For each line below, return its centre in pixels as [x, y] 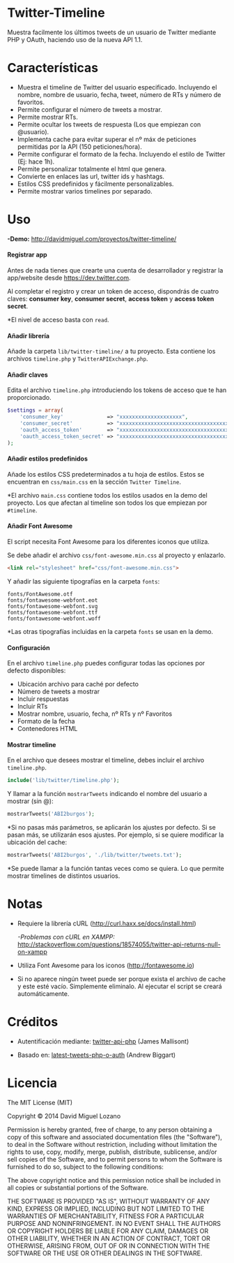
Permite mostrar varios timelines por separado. [85, 191]
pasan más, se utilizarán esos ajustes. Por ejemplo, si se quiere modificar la [116, 835]
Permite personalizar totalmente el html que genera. [92, 168]
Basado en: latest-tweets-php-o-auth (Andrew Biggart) [96, 1055]
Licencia [32, 1083]
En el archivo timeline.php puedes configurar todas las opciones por [106, 663]
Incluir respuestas [43, 699]
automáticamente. [43, 993]
